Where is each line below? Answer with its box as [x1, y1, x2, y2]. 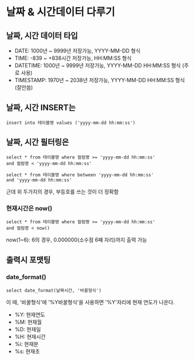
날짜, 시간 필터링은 [6, 137, 69, 147]
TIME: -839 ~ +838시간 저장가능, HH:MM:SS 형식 [14, 55, 132, 62]
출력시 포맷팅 [6, 255, 51, 265]
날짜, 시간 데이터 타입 [6, 31, 78, 41]
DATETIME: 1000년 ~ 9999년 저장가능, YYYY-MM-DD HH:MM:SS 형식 [14, 62, 181, 69]
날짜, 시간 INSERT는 [6, 103, 76, 113]
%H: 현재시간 [14, 333, 46, 340]
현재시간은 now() [6, 204, 53, 212]
